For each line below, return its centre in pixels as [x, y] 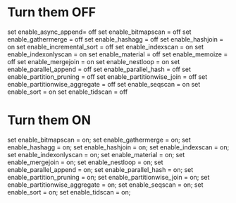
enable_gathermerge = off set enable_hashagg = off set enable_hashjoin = [116, 39]
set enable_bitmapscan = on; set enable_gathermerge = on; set [99, 140]
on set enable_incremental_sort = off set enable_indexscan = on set [106, 47]
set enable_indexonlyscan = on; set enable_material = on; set [96, 154]
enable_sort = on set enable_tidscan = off [68, 92]
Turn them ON [49, 120]
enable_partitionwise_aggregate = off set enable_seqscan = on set [104, 84]
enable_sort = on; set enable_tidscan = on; [69, 192]
